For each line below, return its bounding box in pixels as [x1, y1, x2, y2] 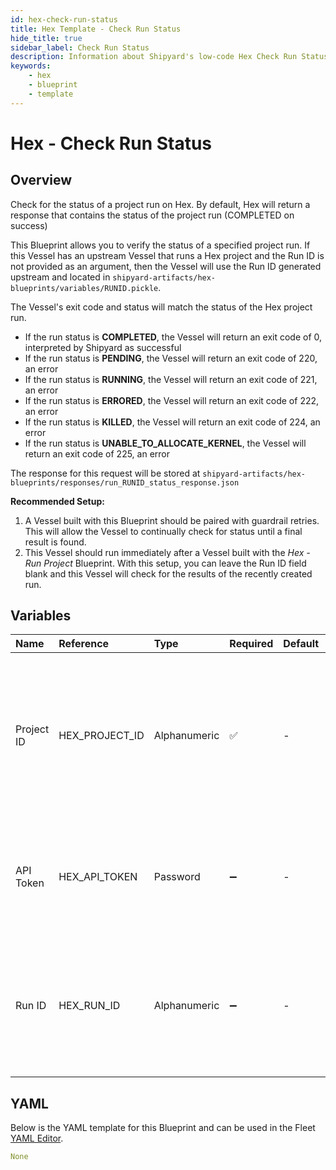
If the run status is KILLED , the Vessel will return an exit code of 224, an [24, 416, 321, 428]
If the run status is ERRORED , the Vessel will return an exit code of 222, [24, 394, 320, 406]
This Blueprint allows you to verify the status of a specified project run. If [10, 239, 311, 251]
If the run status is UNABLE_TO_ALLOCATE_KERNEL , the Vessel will [24, 437, 307, 449]
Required [229, 637, 274, 651]
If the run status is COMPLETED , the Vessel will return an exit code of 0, [24, 331, 323, 343]
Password [153, 870, 201, 884]
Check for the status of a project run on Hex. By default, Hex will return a [10, 198, 311, 210]
